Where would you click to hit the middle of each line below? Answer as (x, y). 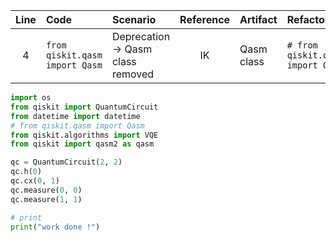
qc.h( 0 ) (26, 172)
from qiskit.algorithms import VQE (84, 135)
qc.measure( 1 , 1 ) (46, 199)
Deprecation (141, 36)
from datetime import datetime (75, 116)
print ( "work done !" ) (55, 227)
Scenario (134, 19)
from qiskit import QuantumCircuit (84, 107)
